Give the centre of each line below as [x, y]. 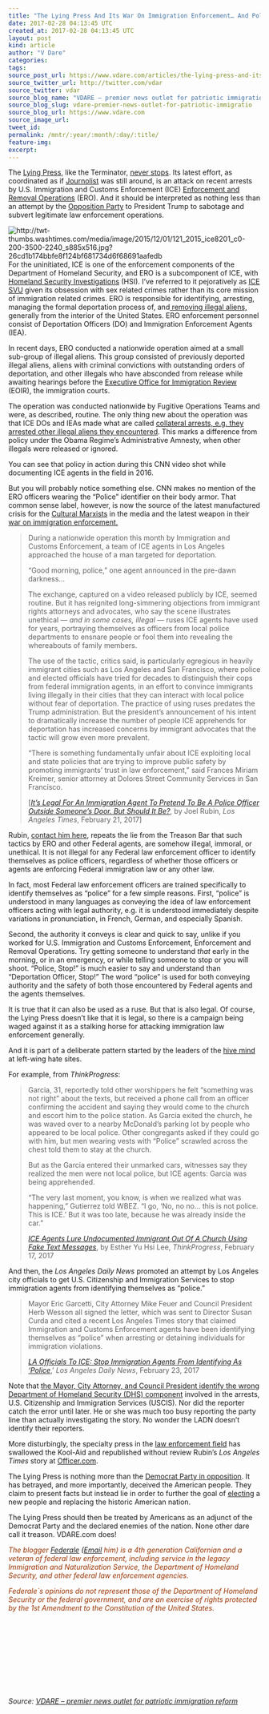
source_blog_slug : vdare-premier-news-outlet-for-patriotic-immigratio [130, 105]
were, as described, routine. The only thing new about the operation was [128, 415]
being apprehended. [61, 1182]
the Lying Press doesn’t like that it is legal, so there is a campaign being [126, 1018]
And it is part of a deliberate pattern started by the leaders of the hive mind [132, 1051]
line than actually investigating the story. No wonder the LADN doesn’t [124, 1420]
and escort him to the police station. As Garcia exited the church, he [140, 1116]
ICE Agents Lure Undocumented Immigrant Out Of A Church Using [138, 1239]
